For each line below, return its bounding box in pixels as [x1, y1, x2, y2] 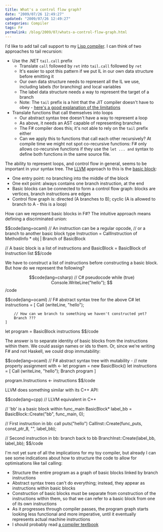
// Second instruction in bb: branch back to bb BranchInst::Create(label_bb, [5, 435, 156, 441]
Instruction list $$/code [5, 250, 52, 256]
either [19, 130, 32, 136]
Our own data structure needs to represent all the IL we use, [19, 79, 140, 84]
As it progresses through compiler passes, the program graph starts [12, 506, 148, 512]
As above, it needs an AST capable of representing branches [19, 120, 142, 126]
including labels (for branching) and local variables [19, 84, 121, 89]
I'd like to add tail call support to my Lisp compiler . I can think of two [5, 43, 142, 49]
